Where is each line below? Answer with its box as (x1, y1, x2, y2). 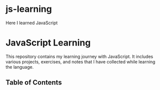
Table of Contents (5, 78, 62, 87)
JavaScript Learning (5, 37, 91, 48)
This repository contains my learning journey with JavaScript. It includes (5, 53, 153, 59)
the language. (5, 64, 34, 70)
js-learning (5, 3, 52, 15)
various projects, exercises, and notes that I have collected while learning (5, 58, 156, 65)
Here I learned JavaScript (5, 20, 58, 26)
